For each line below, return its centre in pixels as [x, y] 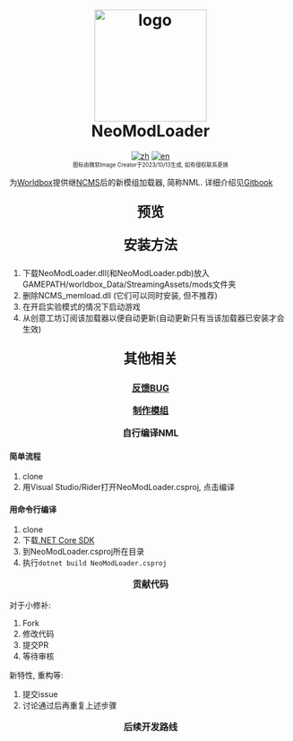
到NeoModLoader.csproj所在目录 [83, 552]
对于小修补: [30, 606]
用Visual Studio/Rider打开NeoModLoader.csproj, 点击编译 [129, 487]
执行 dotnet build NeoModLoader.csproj [95, 563]
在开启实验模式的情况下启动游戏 [81, 306]
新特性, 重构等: [37, 676]
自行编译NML [151, 433]
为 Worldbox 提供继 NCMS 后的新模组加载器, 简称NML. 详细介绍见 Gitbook [141, 182]
